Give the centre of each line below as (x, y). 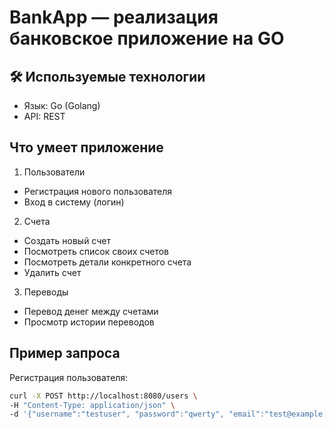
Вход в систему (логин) (74, 202)
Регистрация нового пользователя (98, 191)
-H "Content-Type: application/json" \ (92, 405)
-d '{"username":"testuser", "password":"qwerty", (117, 414)
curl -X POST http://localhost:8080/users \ (103, 396)
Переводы (46, 292)
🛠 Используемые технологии (107, 76)
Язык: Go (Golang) (62, 105)
